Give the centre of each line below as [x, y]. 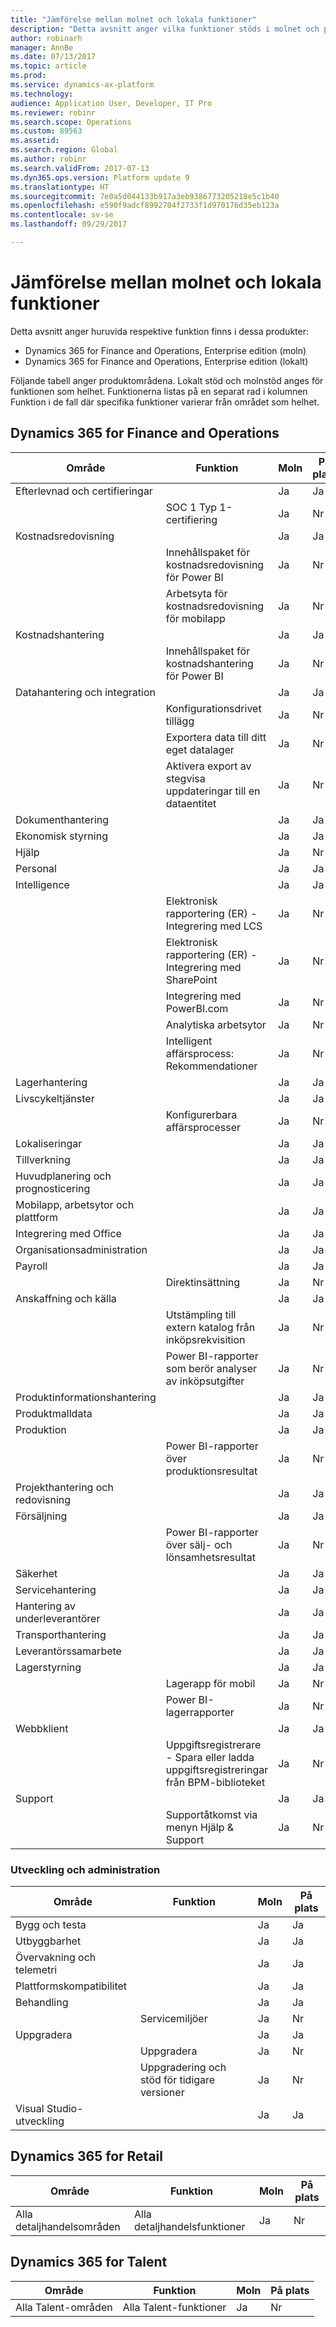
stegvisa [185, 778]
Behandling [42, 2002]
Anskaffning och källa [66, 1298]
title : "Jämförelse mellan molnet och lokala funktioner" [133, 19]
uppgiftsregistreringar [217, 1769]
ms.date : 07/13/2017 [53, 57]
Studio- [65, 2108]
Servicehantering [56, 1589]
